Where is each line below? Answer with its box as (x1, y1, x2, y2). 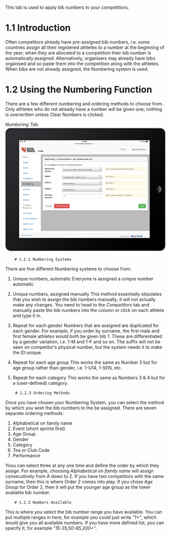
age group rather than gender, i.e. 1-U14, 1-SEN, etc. (12, 365, 122, 371)
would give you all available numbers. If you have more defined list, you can (5, 520, 164, 526)
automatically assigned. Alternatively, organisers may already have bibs (5, 55, 156, 61)
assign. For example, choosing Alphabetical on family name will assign (5, 468, 154, 474)
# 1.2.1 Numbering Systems (14, 257, 72, 262)
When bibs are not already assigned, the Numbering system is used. (5, 66, 149, 72)
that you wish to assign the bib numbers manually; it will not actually (12, 296, 156, 302)
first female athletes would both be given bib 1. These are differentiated (12, 333, 162, 340)
